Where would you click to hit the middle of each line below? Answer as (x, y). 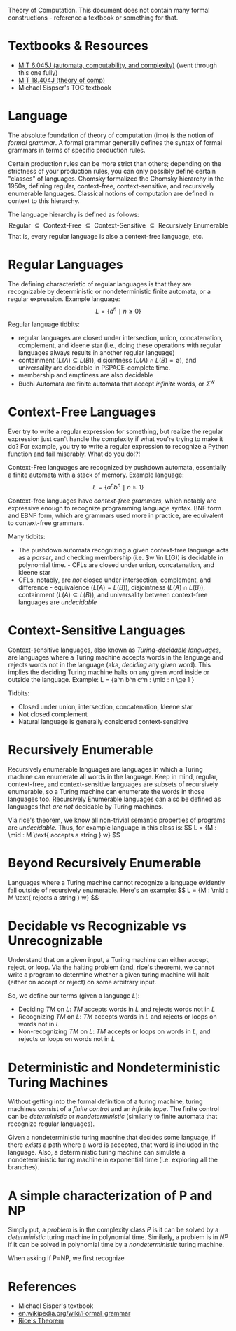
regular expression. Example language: (64, 299)
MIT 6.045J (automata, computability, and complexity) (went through (118, 65)
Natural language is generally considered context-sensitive (103, 721)
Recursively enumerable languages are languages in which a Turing (105, 769)
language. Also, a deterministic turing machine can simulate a (97, 1152)
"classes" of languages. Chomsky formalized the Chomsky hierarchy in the (116, 179)
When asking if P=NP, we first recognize (66, 1258)
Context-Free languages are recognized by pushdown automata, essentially (117, 468)
